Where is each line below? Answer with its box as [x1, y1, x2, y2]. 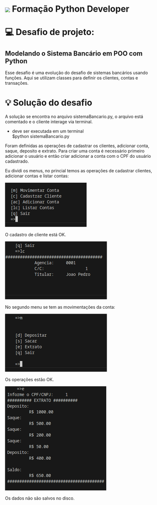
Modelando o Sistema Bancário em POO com [5, 49, 143, 57]
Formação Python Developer [12, 3, 129, 15]
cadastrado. [5, 158, 29, 164]
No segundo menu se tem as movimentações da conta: [5, 304, 115, 310]
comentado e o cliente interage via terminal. [5, 119, 93, 125]
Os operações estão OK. [5, 376, 54, 383]
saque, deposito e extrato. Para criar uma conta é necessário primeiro [5, 148, 145, 154]
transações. [5, 80, 29, 86]
